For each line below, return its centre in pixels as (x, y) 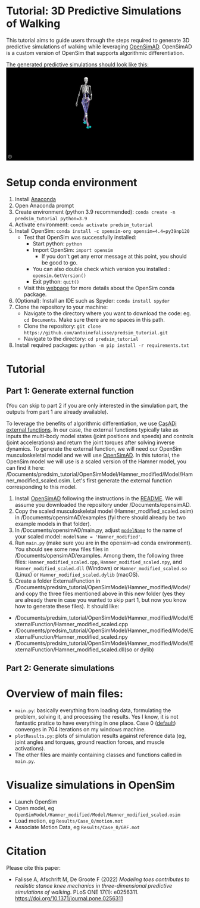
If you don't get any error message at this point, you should (114, 256)
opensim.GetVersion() (59, 276)
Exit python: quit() (56, 281)
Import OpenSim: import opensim (73, 250)
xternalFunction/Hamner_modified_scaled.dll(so (74, 650)
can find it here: (26, 467)
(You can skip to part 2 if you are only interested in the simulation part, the (97, 405)
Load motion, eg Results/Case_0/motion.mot (69, 821)
